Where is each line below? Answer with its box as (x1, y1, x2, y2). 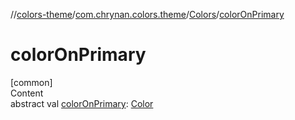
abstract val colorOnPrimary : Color (10, 97, 154, 109)
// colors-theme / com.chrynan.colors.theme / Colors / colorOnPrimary (10, 9, 285, 20)
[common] (10, 76, 53, 88)
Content (10, 87, 44, 99)
